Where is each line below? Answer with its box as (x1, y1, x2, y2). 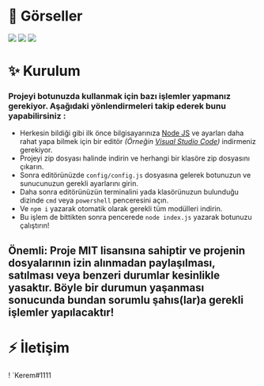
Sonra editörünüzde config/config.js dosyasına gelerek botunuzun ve (19, 170, 251, 180)
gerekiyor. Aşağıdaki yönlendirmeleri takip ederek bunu (8, 100, 227, 112)
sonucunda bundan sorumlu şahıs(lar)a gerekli (8, 293, 243, 307)
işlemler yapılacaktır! (8, 305, 115, 319)
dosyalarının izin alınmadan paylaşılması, (8, 256, 216, 270)
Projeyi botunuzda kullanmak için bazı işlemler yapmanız (8, 91, 232, 102)
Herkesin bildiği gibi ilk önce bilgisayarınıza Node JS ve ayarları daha (19, 128, 244, 138)
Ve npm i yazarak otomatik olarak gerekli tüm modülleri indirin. (19, 204, 223, 214)
